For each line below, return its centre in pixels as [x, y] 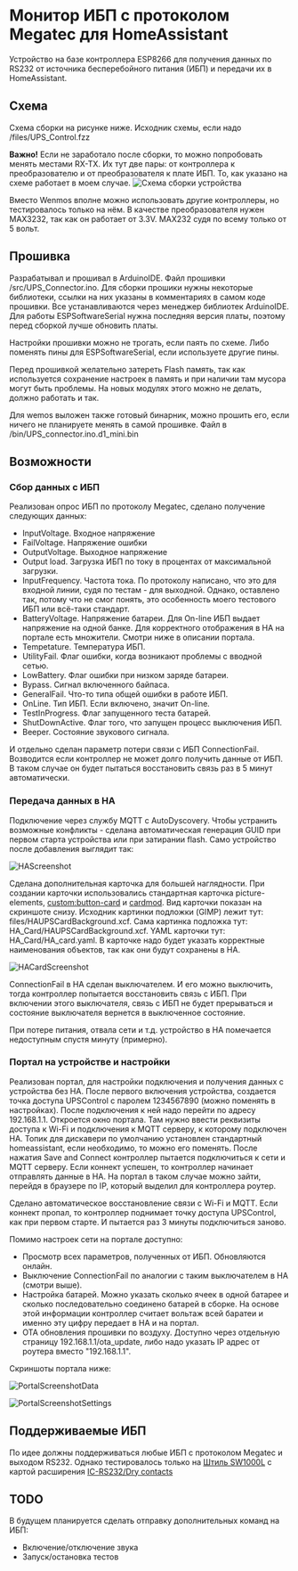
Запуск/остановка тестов [70, 1557]
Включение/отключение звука [80, 1548]
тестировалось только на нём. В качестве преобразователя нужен [137, 209]
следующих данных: [48, 516]
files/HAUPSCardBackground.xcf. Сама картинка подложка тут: [129, 921]
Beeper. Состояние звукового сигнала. [96, 732]
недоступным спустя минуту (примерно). [89, 1039]
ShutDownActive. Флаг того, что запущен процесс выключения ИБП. [152, 723]
